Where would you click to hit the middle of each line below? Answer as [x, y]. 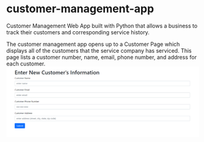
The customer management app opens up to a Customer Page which [93, 44]
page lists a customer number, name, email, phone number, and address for [102, 57]
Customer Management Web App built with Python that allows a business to [102, 26]
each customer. [26, 64]
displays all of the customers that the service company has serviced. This [99, 50]
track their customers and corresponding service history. [78, 32]
